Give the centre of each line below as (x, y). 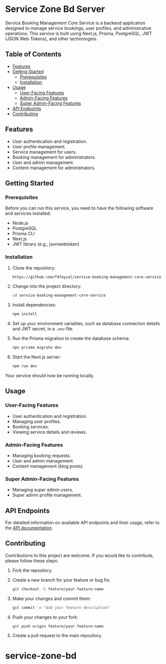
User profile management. (39, 146)
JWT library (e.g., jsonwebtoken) (46, 244)
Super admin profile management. (47, 495)
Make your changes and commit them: (52, 598)
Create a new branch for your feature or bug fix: (61, 580)
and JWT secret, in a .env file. (43, 329)
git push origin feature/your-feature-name (58, 626)
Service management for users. (44, 152)
